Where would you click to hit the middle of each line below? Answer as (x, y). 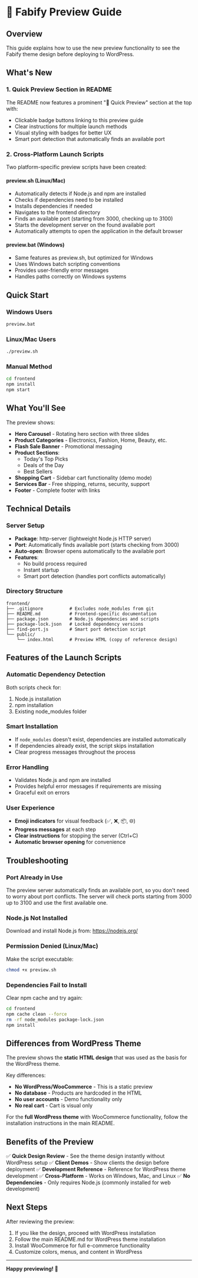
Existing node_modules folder (51, 711)
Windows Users (29, 312)
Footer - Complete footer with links (57, 490)
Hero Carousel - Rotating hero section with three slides (82, 433)
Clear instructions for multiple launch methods (71, 126)
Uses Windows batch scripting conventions (67, 264)
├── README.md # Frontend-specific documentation (82, 614)
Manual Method (29, 367)
